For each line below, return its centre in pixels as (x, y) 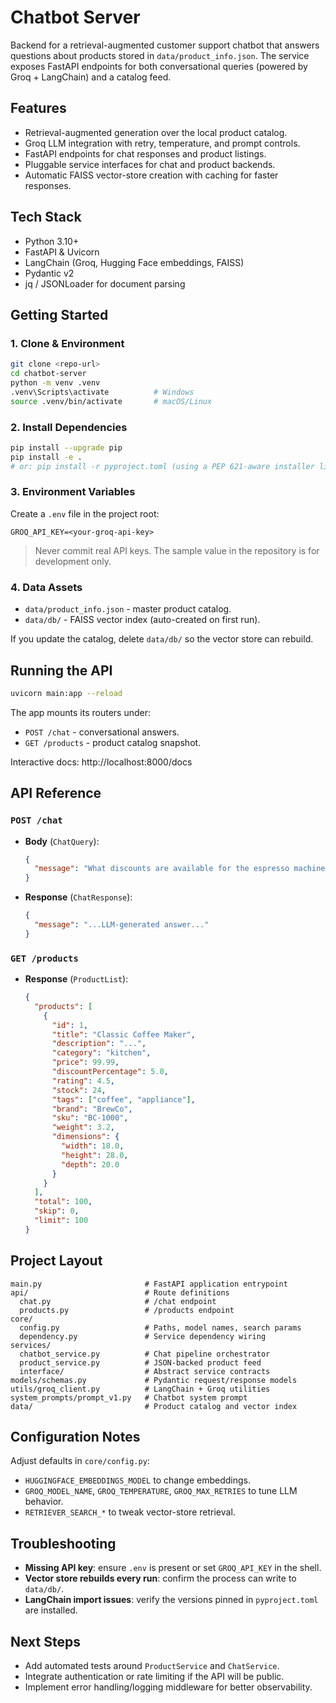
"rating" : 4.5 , (83, 1081)
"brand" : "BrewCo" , (92, 1109)
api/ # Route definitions (120, 1292)
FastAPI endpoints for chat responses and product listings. (145, 153)
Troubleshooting (63, 1543)
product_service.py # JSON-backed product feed (140, 1362)
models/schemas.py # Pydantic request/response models (154, 1380)
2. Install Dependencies (69, 427)
